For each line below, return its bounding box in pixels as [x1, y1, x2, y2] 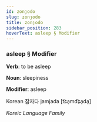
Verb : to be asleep [6, 63, 51, 70]
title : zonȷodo [6, 19, 44, 25]
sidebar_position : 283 [6, 25, 62, 31]
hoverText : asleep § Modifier [6, 30, 81, 36]
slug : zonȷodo [6, 14, 41, 20]
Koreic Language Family [6, 110, 65, 117]
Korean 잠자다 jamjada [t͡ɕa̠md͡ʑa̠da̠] [6, 98, 92, 105]
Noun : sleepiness [6, 74, 49, 82]
